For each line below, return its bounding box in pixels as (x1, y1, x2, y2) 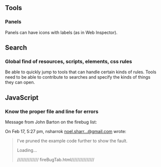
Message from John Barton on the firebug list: (5, 119, 97, 125)
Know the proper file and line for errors (5, 108, 98, 115)
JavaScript (5, 93, 39, 101)
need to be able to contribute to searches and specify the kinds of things (5, 74, 151, 80)
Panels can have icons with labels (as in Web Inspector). (5, 29, 118, 35)
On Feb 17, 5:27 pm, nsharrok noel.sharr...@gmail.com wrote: (5, 129, 127, 134)
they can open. (5, 80, 35, 85)
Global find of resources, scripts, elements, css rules (5, 58, 132, 65)
